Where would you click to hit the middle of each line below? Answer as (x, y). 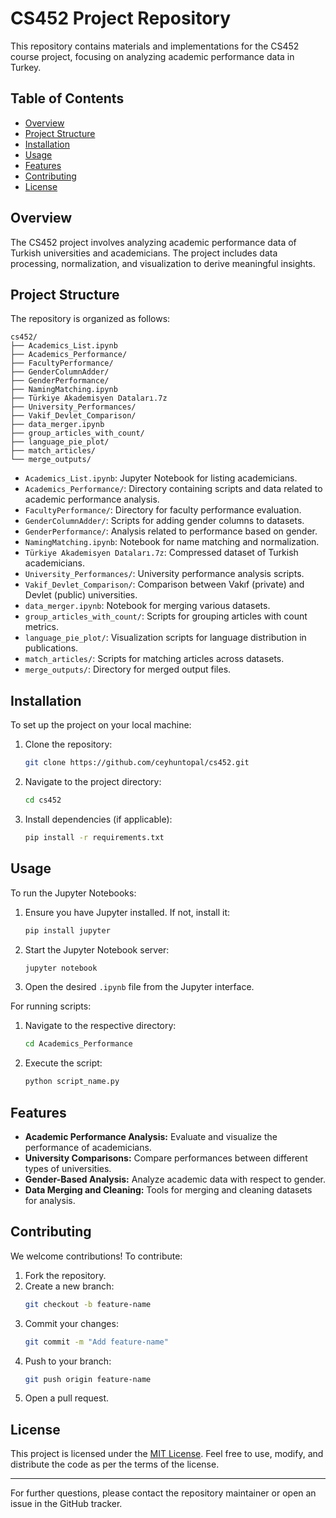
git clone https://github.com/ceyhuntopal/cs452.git (137, 763)
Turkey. (26, 67)
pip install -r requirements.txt (94, 837)
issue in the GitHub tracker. (66, 1504)
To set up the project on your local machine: (101, 725)
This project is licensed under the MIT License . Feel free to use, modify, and (167, 1454)
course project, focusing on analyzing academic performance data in (152, 56)
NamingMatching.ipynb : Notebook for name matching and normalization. (172, 542)
